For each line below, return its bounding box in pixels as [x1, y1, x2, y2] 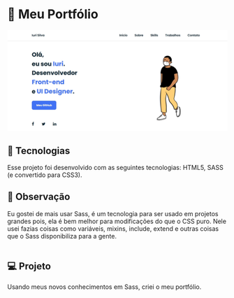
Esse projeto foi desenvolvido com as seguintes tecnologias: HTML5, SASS [7, 164, 224, 172]
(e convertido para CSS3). [7, 171, 82, 179]
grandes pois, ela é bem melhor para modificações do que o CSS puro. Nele [7, 217, 227, 225]
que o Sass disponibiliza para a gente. [7, 232, 117, 240]
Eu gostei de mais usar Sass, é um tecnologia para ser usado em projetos [7, 209, 219, 218]
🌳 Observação [7, 191, 71, 203]
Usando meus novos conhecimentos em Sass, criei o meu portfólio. [7, 283, 202, 291]
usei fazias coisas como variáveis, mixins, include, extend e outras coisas [7, 224, 219, 233]
